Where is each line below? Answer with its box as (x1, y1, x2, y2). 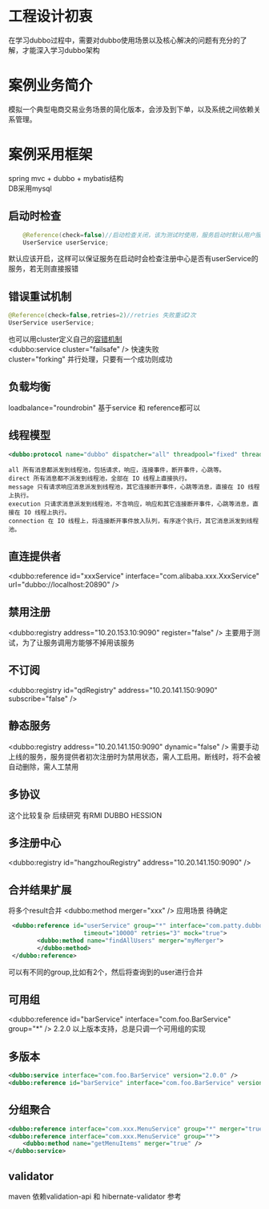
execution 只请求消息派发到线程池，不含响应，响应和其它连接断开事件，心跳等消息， (8, 500, 253, 509)
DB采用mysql (8, 183, 52, 193)
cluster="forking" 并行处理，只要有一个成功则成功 (8, 354, 173, 364)
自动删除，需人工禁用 (8, 762, 78, 772)
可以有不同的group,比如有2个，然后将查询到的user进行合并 (8, 967, 203, 977)
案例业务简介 (8, 77, 94, 95)
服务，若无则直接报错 (8, 264, 78, 273)
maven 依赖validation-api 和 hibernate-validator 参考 (8, 1191, 182, 1201)
